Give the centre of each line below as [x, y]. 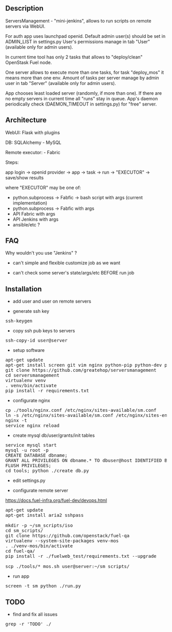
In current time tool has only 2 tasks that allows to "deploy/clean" [74, 57]
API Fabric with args [34, 214]
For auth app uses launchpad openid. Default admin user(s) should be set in [85, 36]
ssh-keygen [19, 321]
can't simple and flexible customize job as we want [66, 263]
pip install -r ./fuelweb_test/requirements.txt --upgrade [81, 556]
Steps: [12, 162]
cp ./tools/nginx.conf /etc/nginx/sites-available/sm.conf [81, 410]
